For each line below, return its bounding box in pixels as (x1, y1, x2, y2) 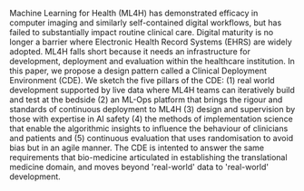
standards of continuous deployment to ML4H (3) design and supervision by (9, 104, 296, 114)
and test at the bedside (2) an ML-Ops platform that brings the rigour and (9, 94, 283, 105)
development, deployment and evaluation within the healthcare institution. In (9, 56, 295, 66)
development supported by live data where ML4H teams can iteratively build (9, 85, 295, 95)
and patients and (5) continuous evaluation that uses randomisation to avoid (9, 133, 293, 143)
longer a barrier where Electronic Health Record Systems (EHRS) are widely (9, 36, 292, 47)
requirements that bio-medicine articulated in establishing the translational (9, 152, 288, 162)
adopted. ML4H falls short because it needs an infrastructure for (9, 46, 251, 57)
